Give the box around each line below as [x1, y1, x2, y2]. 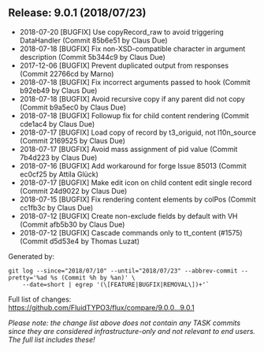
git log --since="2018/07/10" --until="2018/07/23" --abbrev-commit [8, 267, 238, 275]
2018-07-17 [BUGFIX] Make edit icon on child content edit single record [19, 177, 252, 187]
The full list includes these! [8, 335, 95, 344]
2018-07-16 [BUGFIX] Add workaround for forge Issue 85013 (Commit [19, 161, 247, 170]
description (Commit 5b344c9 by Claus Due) [19, 52, 165, 61]
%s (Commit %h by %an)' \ [50, 273, 136, 282]
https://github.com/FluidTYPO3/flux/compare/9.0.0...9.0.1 [8, 302, 195, 312]
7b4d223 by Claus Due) [19, 153, 98, 162]
